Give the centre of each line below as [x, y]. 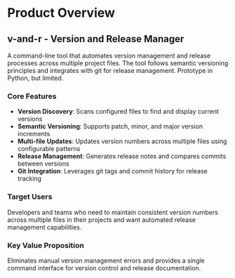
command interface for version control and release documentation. [104, 267]
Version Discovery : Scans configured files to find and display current [118, 112]
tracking [29, 179]
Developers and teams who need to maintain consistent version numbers [113, 212]
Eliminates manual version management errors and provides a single [106, 260]
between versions [43, 164]
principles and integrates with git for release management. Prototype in [110, 71]
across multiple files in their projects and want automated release [102, 220]
